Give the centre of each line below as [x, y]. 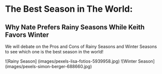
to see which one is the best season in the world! [54, 52]
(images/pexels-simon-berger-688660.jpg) [49, 66]
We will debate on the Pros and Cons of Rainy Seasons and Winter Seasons [81, 47]
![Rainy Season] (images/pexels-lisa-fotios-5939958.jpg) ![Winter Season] [80, 61]
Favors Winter [27, 35]
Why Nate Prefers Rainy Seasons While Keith [75, 27]
